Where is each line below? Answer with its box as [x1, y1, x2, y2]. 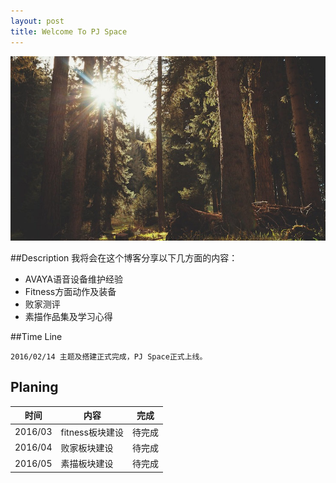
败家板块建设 [60, 441, 114, 454]
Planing [10, 379, 59, 396]
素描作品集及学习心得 [24, 311, 113, 323]
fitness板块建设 [60, 426, 124, 438]
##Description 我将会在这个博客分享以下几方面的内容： [10, 252, 238, 264]
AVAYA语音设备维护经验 [24, 273, 123, 285]
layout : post [10, 16, 65, 26]
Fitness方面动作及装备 [24, 286, 117, 298]
